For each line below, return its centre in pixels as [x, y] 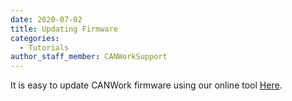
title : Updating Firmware [64, 29]
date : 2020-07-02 [46, 19]
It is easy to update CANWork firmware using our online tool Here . [146, 85]
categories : [35, 38]
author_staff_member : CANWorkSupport [89, 57]
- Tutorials [44, 47]
